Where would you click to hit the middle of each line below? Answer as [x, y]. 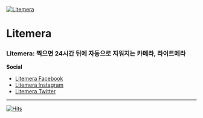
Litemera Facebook [39, 79]
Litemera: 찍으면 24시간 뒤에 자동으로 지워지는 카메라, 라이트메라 [96, 54]
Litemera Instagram [39, 85]
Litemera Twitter [35, 92]
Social [14, 67]
